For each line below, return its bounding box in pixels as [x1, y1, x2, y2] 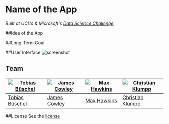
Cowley [47, 100, 65, 107]
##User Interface [5, 49, 41, 55]
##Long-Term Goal [5, 39, 45, 46]
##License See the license [5, 113, 60, 119]
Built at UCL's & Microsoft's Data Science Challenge [5, 20, 114, 26]
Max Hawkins [85, 97, 117, 104]
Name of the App [5, 4, 77, 15]
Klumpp [122, 100, 141, 107]
